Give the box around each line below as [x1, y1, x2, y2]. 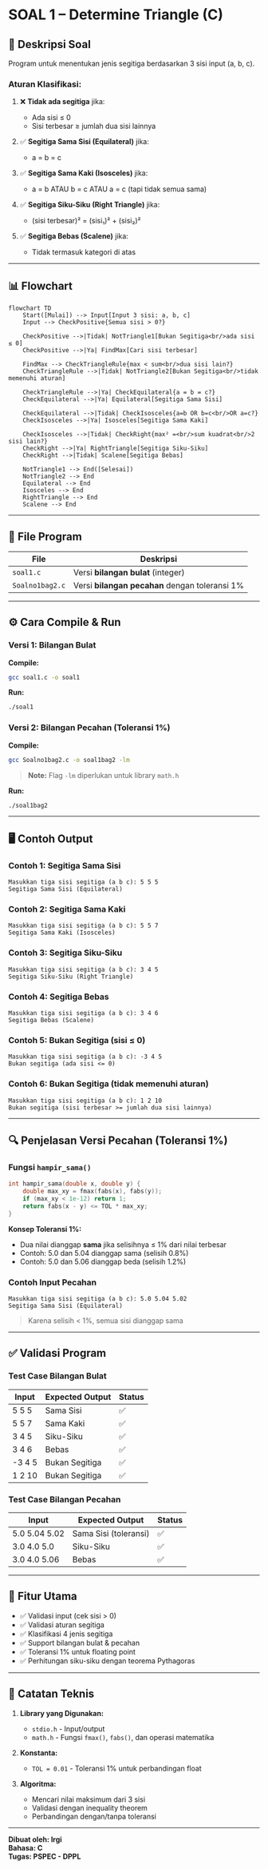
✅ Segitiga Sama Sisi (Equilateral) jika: [19, 137, 150, 146]
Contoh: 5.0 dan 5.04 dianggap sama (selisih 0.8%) [19, 1248, 189, 1257]
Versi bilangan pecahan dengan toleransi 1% [73, 580, 245, 591]
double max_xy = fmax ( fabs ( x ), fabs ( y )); [22, 1187, 162, 1196]
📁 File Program [8, 530, 82, 543]
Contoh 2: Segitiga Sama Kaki [8, 904, 126, 915]
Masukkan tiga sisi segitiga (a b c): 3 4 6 [8, 1009, 159, 1017]
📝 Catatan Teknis [8, 1687, 95, 1701]
